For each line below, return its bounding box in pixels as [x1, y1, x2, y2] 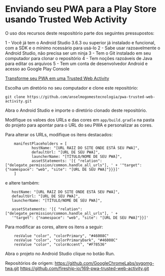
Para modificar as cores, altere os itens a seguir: [5, 224, 103, 230]
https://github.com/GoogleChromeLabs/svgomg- [54, 260, 154, 266]
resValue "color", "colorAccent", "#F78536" [14, 242, 107, 247]
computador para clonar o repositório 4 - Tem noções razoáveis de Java [5, 55, 153, 61]
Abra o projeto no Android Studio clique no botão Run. [5, 250, 115, 256]
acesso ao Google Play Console [5, 65, 70, 72]
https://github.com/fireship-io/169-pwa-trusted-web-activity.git [20, 265, 149, 271]
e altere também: [5, 180, 40, 185]
